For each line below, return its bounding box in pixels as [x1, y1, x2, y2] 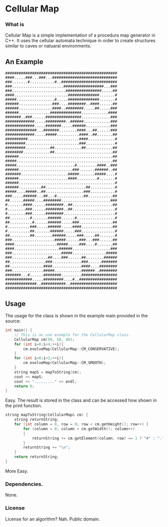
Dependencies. [5, 480, 43, 487]
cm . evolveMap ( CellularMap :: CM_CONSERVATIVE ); [23, 346, 120, 352]
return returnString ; [14, 454, 59, 459]
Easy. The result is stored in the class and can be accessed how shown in [5, 397, 157, 404]
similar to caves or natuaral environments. [5, 43, 91, 49]
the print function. [5, 403, 42, 409]
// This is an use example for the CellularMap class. [14, 332, 131, 337]
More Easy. [5, 468, 28, 474]
